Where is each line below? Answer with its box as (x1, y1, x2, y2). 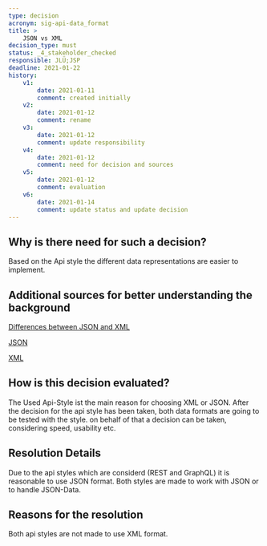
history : (8, 71, 38, 79)
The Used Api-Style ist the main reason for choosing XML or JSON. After (8, 398, 249, 407)
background (8, 301, 71, 314)
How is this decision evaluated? (8, 376, 170, 390)
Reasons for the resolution (8, 508, 144, 522)
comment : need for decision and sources (37, 161, 174, 169)
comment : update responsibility (37, 138, 146, 147)
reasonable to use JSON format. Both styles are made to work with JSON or (8, 476, 259, 486)
